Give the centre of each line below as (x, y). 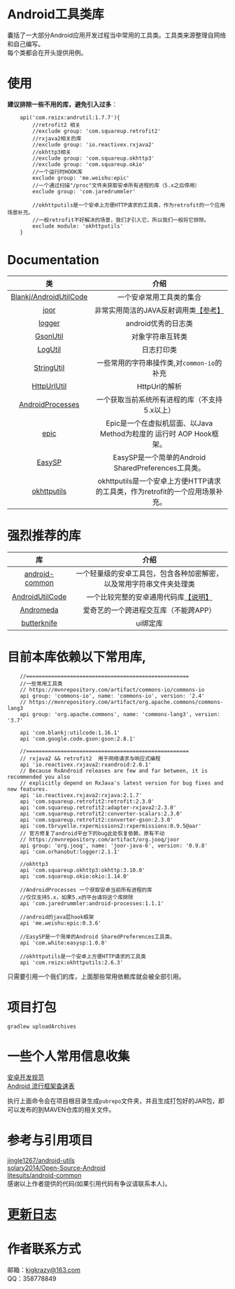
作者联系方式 (44, 1249)
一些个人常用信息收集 (69, 1056)
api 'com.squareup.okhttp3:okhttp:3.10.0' (83, 870)
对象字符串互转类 (159, 336)
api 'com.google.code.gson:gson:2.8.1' (78, 739)
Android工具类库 (56, 14)
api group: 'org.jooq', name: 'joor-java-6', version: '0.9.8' (114, 846)
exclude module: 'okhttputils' (78, 226)
